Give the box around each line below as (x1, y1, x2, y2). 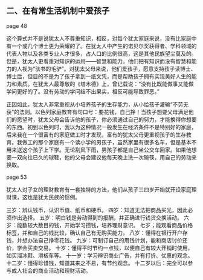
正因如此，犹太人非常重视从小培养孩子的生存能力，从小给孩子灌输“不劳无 (6, 101, 189, 108)
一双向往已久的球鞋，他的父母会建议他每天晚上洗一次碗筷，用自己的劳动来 (11, 153, 197, 161)
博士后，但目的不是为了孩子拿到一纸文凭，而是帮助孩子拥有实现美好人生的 (6, 72, 192, 80)
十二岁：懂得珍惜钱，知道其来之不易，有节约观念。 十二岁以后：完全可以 (6, 259, 188, 267)
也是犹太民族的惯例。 (27, 193, 80, 201)
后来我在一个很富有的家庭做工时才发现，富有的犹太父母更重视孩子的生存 (6, 131, 186, 138)
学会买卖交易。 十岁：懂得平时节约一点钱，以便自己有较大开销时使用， (16, 244, 193, 252)
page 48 (6, 22, 27, 29)
